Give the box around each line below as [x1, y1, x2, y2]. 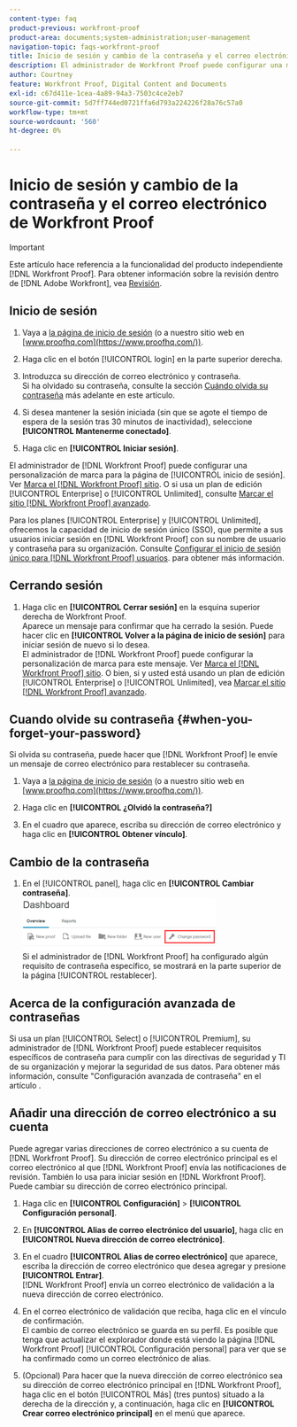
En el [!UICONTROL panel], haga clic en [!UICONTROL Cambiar [21, 878, 255, 889]
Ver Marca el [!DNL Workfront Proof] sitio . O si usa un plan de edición [9, 478, 263, 489]
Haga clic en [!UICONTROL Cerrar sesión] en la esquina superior [21, 601, 261, 612]
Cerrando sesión [9, 578, 103, 593]
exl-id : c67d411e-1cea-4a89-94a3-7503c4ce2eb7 [9, 89, 184, 97]
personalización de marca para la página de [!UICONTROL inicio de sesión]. [9, 469, 286, 480]
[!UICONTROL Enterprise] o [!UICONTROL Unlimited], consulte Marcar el [9, 488, 274, 499]
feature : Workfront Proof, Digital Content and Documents [9, 80, 227, 89]
